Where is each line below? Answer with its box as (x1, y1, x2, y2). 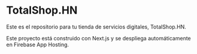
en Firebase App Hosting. (6, 41, 69, 48)
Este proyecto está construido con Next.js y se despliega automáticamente (6, 34, 192, 42)
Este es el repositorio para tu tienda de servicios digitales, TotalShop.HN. (6, 23, 187, 30)
